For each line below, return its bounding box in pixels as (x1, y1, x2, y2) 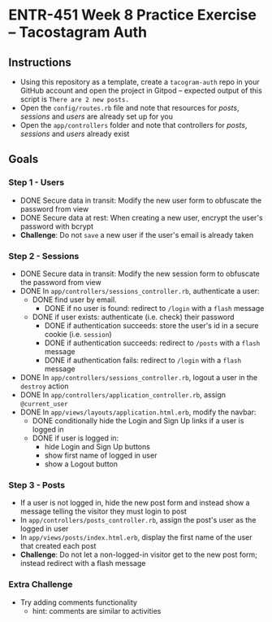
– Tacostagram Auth (8, 23, 148, 42)
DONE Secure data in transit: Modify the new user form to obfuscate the (19, 195, 262, 205)
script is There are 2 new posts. (19, 94, 130, 103)
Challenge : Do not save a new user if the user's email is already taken (19, 230, 254, 239)
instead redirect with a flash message (19, 558, 146, 568)
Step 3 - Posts (8, 479, 66, 490)
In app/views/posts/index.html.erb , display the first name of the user (19, 532, 253, 542)
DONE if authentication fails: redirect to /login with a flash (44, 355, 242, 365)
